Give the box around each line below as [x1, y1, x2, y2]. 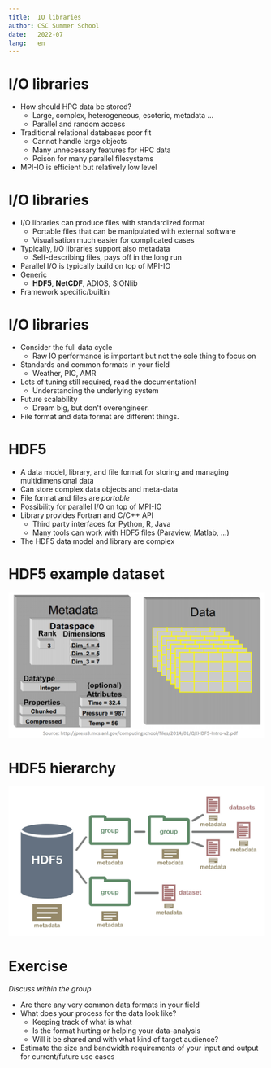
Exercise [8, 956, 68, 975]
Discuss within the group [8, 983, 92, 993]
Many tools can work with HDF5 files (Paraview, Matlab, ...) [32, 527, 230, 537]
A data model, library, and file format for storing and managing [19, 467, 230, 476]
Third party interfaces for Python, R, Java [32, 519, 171, 528]
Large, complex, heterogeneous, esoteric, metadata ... [32, 111, 214, 120]
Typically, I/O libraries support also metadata [19, 244, 170, 254]
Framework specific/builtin [19, 287, 110, 297]
